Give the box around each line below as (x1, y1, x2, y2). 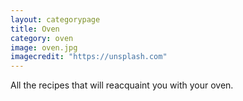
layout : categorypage (10, 14, 101, 25)
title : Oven (10, 24, 60, 34)
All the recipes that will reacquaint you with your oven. (10, 79, 234, 91)
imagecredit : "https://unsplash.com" (10, 52, 168, 62)
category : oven (10, 33, 74, 43)
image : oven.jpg (10, 42, 78, 53)
